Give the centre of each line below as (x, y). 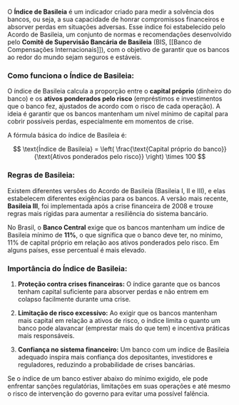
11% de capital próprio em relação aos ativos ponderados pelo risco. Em (113, 242)
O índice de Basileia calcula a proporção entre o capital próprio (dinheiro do (119, 91)
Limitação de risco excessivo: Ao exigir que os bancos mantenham (117, 313)
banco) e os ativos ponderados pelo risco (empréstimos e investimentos (115, 99)
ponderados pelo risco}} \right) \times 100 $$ (139, 157)
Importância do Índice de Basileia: (67, 268)
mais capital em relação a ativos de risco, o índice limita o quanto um (119, 320)
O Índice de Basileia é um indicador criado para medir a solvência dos (111, 12)
